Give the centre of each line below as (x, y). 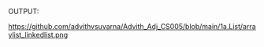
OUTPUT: (24, 11)
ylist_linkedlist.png (38, 35)
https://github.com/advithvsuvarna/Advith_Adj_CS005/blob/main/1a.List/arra (132, 26)
